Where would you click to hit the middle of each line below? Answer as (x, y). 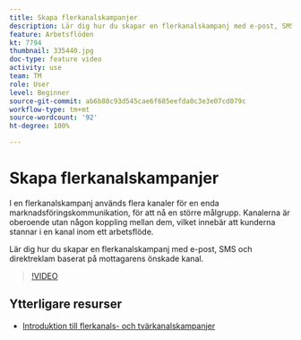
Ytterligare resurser (66, 305)
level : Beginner (39, 92)
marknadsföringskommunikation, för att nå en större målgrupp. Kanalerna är (150, 213)
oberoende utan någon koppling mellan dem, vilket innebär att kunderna (142, 222)
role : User (30, 84)
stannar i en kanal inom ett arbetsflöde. (82, 231)
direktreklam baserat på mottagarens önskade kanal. (107, 258)
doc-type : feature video (56, 59)
